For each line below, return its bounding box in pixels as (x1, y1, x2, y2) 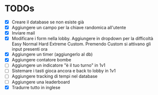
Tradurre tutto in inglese (11, 84, 61, 90)
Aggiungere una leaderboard (11, 79, 70, 85)
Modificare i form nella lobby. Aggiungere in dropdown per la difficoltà (11, 36, 154, 41)
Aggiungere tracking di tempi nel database (11, 74, 98, 79)
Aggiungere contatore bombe (11, 57, 71, 63)
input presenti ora (11, 46, 47, 52)
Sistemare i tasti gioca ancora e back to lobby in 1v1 (11, 68, 116, 74)
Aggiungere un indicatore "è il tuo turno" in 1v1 (11, 62, 106, 68)
